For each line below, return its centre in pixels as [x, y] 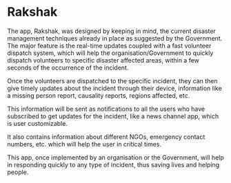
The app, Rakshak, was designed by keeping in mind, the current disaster [111, 31]
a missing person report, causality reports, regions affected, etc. [99, 95]
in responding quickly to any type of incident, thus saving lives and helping [113, 164]
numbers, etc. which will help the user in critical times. [84, 144]
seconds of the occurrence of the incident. [68, 67]
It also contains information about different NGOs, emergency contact [106, 137]
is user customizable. [37, 123]
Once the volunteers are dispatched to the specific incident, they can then [113, 80]
